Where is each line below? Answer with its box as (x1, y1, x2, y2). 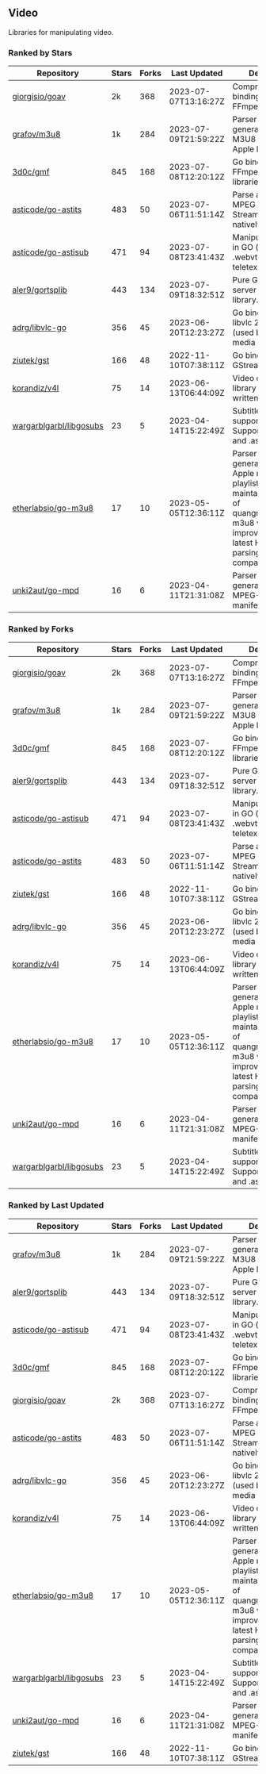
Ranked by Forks (8, 624, 74, 635)
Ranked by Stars (8, 47, 73, 58)
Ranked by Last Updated (8, 1200, 104, 1211)
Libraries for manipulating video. (8, 27, 114, 36)
